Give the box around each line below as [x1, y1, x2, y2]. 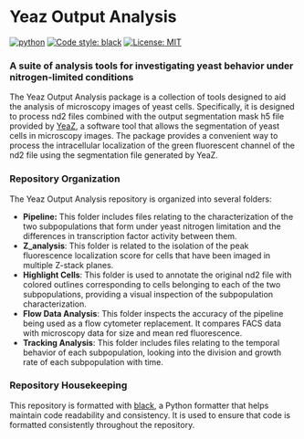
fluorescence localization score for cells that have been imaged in [22, 249, 271, 261]
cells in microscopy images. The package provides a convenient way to [9, 131, 278, 141]
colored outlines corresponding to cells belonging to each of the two [22, 278, 281, 289]
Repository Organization [9, 172, 121, 185]
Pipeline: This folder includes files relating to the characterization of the [22, 211, 294, 222]
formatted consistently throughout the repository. [9, 419, 195, 430]
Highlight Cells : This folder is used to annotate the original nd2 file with [22, 269, 292, 280]
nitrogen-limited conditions [9, 70, 134, 83]
